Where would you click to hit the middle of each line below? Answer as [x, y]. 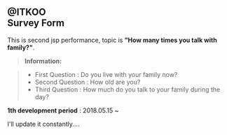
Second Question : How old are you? [88, 82]
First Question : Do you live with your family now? [106, 74]
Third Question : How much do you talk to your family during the [128, 89]
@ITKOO [27, 12]
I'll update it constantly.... [43, 124]
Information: [43, 61]
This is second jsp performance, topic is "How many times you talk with [112, 40]
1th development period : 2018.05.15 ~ [63, 110]
